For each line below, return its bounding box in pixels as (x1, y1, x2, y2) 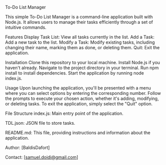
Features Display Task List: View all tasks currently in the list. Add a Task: (5, 34, 155, 40)
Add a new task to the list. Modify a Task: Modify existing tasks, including (5, 39, 155, 45)
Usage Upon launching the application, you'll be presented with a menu (5, 85, 151, 91)
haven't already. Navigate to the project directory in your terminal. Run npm (5, 65, 159, 71)
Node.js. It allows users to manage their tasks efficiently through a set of (5, 19, 154, 25)
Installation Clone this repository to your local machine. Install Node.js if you (5, 60, 160, 65)
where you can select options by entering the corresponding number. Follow (5, 90, 161, 96)
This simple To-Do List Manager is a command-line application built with (5, 14, 153, 19)
